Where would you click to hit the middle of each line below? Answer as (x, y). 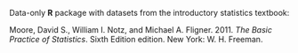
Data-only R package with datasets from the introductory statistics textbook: (149, 13)
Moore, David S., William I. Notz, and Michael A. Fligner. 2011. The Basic (141, 30)
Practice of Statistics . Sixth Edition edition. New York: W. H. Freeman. (136, 39)
